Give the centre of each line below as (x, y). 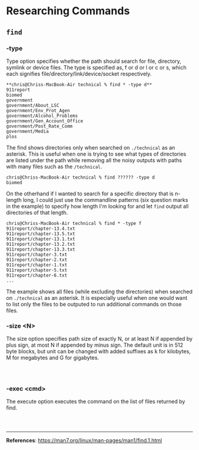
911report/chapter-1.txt (37, 265)
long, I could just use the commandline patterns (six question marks (105, 199)
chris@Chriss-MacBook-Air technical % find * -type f (74, 223)
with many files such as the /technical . (54, 166)
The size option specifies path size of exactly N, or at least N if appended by (99, 339)
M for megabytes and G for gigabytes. (53, 358)
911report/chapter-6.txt (37, 275)
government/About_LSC (33, 105)
